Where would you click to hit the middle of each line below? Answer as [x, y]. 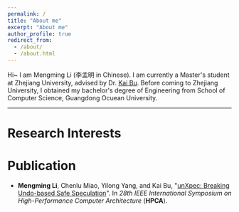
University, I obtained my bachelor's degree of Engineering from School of [116, 90]
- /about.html [34, 54]
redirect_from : [30, 41]
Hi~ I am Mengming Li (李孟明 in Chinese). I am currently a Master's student [118, 75]
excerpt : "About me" [38, 27]
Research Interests [64, 133]
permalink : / [27, 14]
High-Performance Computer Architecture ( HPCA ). [92, 201]
